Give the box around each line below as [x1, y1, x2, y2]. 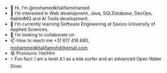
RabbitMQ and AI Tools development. [10, 16, 89, 21]
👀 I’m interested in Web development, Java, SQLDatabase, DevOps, [10, 10, 153, 16]
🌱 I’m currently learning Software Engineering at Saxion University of [10, 21, 155, 27]
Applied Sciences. [10, 26, 49, 32]
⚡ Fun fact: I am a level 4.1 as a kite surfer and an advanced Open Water [10, 56, 162, 62]
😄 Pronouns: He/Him [10, 50, 55, 56]
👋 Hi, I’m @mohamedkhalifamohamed [10, 5, 90, 11]
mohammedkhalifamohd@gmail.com [10, 45, 88, 51]
